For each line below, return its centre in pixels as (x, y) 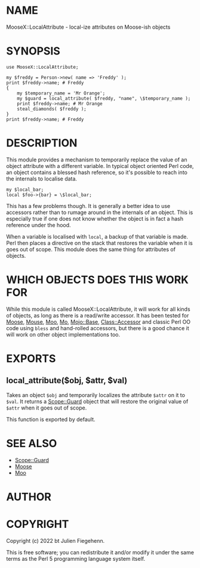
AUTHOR (29, 497)
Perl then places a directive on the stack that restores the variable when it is (99, 243)
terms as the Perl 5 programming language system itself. (76, 558)
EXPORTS (31, 358)
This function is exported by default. (51, 419)
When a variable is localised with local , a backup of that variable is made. (97, 236)
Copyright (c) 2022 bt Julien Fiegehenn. (56, 540)
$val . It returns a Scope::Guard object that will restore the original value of (97, 401)
